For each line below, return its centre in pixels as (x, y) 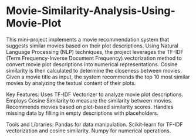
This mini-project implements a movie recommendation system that (87, 39)
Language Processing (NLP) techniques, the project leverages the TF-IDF (95, 52)
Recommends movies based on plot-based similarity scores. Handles (90, 107)
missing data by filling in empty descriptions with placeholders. (82, 113)
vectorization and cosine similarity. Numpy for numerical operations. (89, 131)
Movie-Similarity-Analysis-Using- (91, 11)
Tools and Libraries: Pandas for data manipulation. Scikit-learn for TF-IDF (94, 124)
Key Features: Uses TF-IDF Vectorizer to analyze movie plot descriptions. (95, 94)
